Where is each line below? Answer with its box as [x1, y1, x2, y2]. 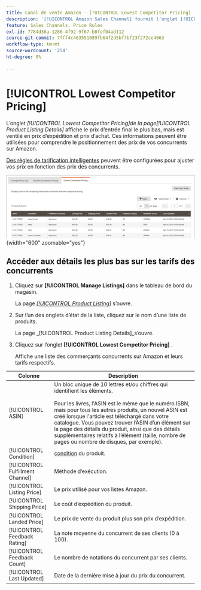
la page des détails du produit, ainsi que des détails [54, 426, 181, 433]
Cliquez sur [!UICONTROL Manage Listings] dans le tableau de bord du [14, 282, 193, 289]
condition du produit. [54, 450, 106, 457]
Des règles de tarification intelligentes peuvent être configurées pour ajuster [6, 156, 194, 164]
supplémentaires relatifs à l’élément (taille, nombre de [54, 432, 186, 439]
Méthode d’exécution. [54, 468, 108, 475]
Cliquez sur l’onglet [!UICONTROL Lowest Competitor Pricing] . [14, 341, 173, 348]
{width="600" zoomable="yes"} [6, 239, 86, 246]
